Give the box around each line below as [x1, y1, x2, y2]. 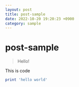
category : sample [5, 21, 41, 26]
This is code [5, 68, 30, 74]
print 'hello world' [5, 77, 48, 83]
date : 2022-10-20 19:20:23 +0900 [5, 16, 75, 21]
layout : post [5, 7, 32, 12]
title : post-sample [5, 12, 46, 17]
